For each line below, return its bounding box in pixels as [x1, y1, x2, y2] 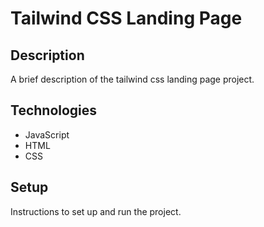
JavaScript [24, 128, 70, 141]
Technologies [10, 102, 98, 119]
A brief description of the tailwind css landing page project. [10, 73, 255, 85]
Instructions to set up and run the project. [10, 205, 182, 217]
